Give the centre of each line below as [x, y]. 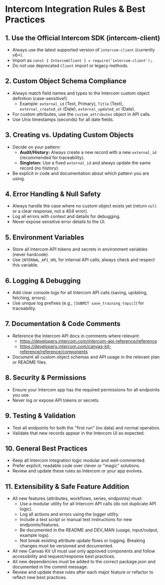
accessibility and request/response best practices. [64, 556]
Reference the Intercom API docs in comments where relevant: [76, 336]
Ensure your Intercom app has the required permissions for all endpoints [86, 389]
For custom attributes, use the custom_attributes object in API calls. [82, 114]
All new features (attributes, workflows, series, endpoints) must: [78, 498]
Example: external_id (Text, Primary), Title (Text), [71, 104]
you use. [21, 395]
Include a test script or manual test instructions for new [76, 520]
